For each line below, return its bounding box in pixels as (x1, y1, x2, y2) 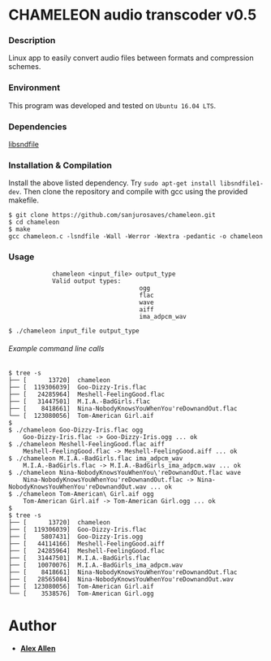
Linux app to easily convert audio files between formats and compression (8, 53, 254, 63)
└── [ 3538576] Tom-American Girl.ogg (8, 589, 154, 598)
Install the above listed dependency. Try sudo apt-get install (8, 178, 217, 188)
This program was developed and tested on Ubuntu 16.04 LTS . (8, 100, 217, 111)
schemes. (8, 62, 41, 72)
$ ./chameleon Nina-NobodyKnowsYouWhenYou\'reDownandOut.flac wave (8, 468, 242, 476)
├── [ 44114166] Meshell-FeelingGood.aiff (8, 539, 165, 548)
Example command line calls (8, 344, 105, 354)
